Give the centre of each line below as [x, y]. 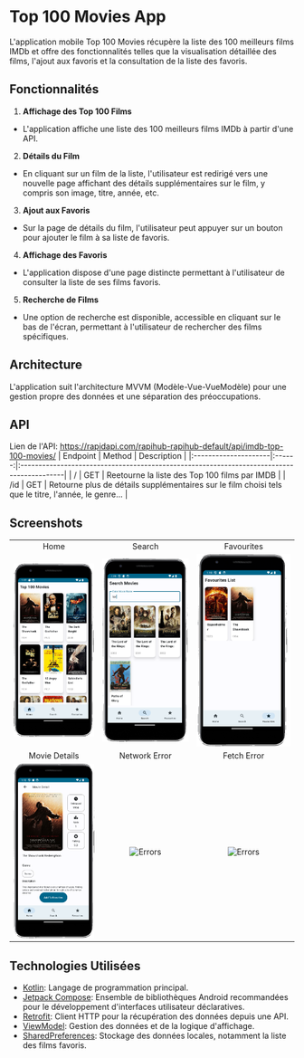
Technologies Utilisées [75, 966]
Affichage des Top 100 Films [77, 111]
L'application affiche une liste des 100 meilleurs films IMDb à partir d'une [158, 129]
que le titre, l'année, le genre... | [69, 494]
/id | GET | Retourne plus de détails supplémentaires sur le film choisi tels [146, 485]
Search [146, 546]
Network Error [145, 756]
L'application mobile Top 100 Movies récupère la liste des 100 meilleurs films [152, 42]
